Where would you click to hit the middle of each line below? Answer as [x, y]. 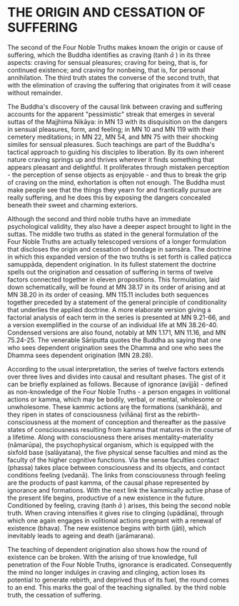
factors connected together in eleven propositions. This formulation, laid [113, 279]
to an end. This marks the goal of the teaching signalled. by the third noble [117, 587]
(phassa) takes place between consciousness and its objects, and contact [116, 467]
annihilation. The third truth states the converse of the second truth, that [113, 77]
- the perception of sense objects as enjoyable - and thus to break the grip [117, 175]
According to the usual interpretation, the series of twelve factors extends [116, 369]
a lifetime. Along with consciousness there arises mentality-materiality [111, 437]
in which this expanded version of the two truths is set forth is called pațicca [119, 257]
